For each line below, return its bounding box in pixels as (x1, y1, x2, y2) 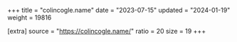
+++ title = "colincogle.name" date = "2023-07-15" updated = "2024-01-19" (7, 6, 231, 14)
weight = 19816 (7, 13, 52, 22)
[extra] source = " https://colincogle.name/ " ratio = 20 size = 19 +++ (7, 27, 206, 35)
